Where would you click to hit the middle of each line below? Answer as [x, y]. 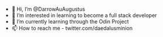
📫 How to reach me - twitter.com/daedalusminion [72, 28]
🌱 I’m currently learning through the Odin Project [70, 21]
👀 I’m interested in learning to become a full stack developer [84, 15]
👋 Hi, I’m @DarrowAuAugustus [48, 9]
